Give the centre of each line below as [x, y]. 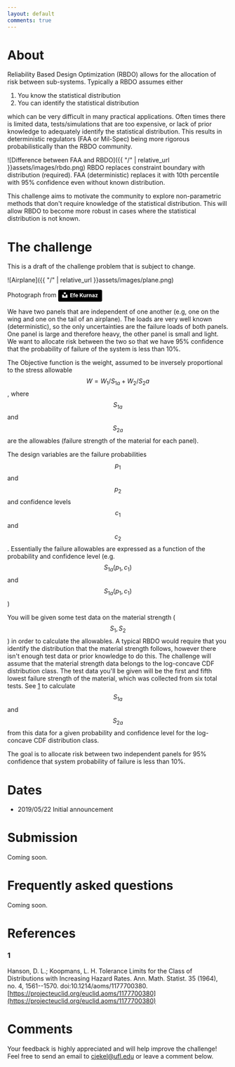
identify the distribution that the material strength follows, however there [112, 648]
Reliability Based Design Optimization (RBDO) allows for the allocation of [112, 75]
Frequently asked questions [90, 886]
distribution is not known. [44, 219]
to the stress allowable [40, 370]
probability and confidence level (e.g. [61, 557]
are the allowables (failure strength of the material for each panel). [103, 441]
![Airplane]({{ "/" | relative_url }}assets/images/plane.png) [90, 280]
